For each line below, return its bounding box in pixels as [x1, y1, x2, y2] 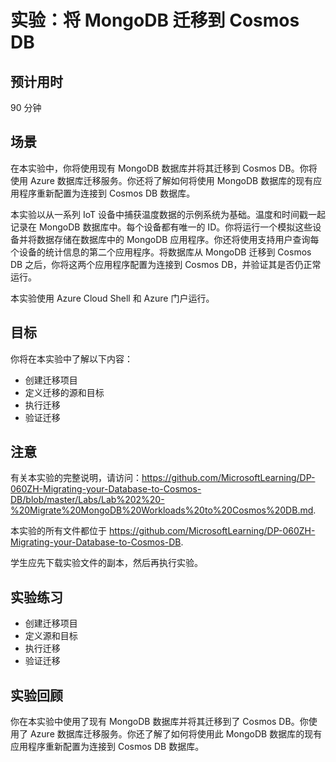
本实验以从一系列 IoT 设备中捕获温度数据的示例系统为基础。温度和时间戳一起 [10, 208, 326, 220]
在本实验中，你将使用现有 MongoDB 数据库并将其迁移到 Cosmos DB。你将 [10, 162, 318, 174]
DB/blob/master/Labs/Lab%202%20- [10, 494, 165, 506]
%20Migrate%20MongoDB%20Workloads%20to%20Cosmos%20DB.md [10, 504, 314, 516]
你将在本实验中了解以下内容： [10, 352, 133, 365]
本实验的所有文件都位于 [10, 525, 107, 537]
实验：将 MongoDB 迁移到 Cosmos [10, 9, 300, 32]
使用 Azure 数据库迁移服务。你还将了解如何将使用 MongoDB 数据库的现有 [10, 174, 314, 186]
